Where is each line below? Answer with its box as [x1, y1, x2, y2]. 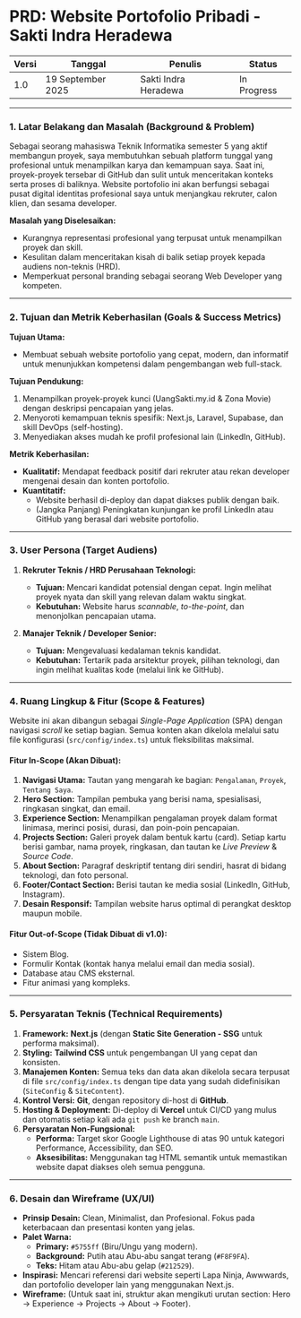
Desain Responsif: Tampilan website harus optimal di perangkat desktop [21, 899, 292, 909]
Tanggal [70, 57, 107, 70]
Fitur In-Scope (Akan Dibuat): [9, 754, 122, 765]
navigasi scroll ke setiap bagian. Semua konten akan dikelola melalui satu [9, 725, 279, 736]
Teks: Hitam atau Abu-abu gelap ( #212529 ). [35, 1261, 194, 1271]
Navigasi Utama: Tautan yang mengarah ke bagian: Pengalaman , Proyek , [21, 775, 287, 786]
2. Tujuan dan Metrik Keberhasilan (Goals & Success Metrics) [9, 311, 282, 323]
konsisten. [21, 1056, 61, 1067]
